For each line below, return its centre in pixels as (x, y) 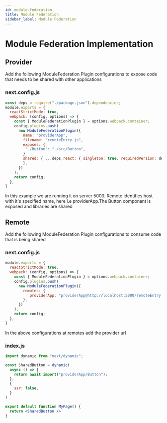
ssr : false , (26, 388)
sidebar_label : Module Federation (41, 19)
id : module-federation (29, 10)
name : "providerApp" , (45, 135)
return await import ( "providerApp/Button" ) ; (61, 374)
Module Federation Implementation (79, 44)
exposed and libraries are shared (39, 207)
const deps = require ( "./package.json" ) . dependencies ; (63, 103)
